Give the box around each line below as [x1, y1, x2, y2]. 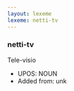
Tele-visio [7, 55, 37, 64]
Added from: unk [17, 76, 67, 85]
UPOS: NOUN [17, 69, 58, 78]
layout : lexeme [7, 10, 52, 17]
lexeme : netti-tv [7, 17, 58, 24]
